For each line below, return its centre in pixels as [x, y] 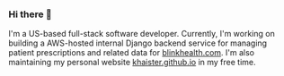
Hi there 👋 [31, 14]
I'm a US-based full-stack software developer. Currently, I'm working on [142, 34]
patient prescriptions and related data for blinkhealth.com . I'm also [132, 53]
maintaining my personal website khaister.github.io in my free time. [132, 63]
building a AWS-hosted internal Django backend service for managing [138, 43]
